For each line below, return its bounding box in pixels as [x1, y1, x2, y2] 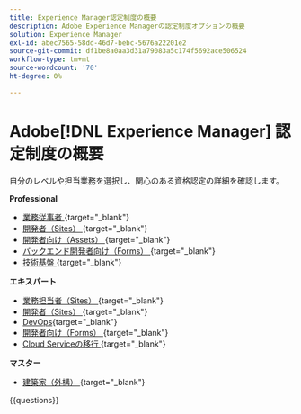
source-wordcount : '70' [9, 64, 99, 73]
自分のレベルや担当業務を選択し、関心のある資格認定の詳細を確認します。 [9, 175, 285, 185]
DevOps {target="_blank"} [22, 316, 119, 327]
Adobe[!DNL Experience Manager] [9, 121, 272, 141]
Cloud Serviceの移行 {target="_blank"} [22, 338, 166, 349]
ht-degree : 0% [9, 72, 63, 81]
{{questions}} [9, 394, 60, 405]
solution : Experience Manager [9, 30, 123, 39]
